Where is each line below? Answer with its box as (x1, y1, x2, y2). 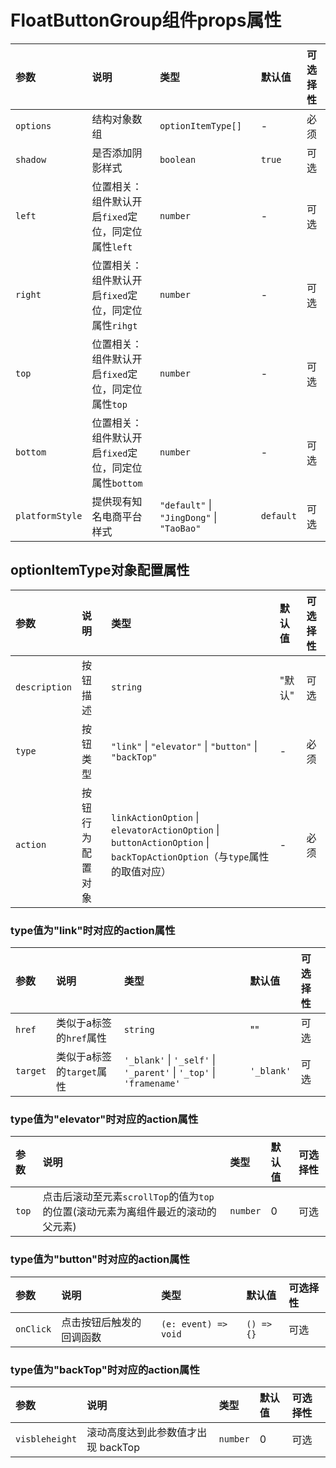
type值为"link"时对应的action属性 (10, 923, 176, 937)
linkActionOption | (111, 810, 200, 824)
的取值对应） (111, 864, 172, 878)
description (15, 681, 73, 693)
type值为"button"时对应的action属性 (10, 1252, 190, 1266)
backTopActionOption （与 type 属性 (111, 849, 270, 863)
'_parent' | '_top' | (123, 1066, 216, 1080)
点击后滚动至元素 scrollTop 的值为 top (42, 1190, 215, 1204)
